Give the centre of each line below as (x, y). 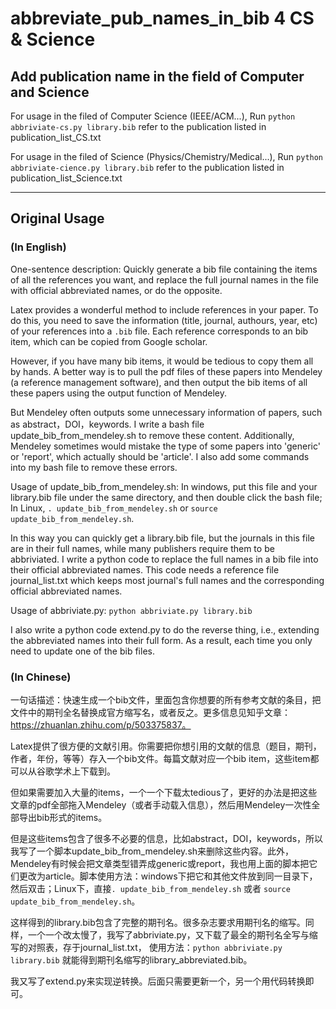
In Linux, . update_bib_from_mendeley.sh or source (114, 508)
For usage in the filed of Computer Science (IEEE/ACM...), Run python (153, 116)
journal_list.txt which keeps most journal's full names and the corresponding (167, 580)
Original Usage (57, 218)
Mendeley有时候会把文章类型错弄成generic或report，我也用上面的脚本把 (160, 863)
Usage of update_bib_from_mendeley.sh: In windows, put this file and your (164, 486)
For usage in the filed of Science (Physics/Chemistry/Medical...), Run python (167, 156)
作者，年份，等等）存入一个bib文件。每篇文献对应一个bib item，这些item (160, 758)
